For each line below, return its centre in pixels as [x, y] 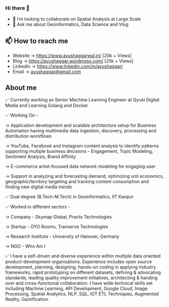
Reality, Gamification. [27, 299]
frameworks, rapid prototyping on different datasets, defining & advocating [83, 272]
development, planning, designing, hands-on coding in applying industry [81, 267]
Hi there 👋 [18, 8]
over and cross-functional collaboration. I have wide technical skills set [79, 283]
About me [21, 88]
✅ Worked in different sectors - [38, 207]
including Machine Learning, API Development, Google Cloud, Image [76, 288]
